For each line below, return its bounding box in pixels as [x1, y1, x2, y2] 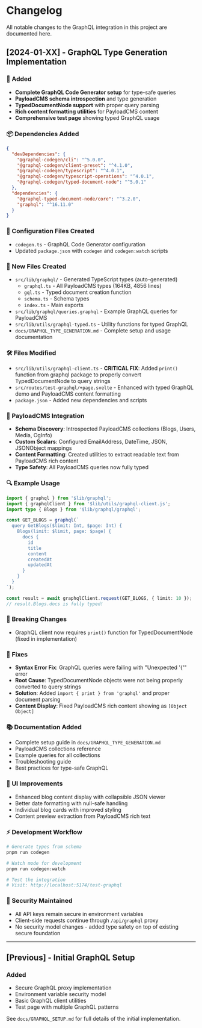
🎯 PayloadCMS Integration [6, 412, 85, 420]
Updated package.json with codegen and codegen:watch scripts [14, 247, 168, 254]
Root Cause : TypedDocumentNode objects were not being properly [14, 677, 183, 684]
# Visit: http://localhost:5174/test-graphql [6, 882, 122, 888]
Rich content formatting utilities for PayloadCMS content [14, 108, 158, 115]
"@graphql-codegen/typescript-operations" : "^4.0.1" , [17, 173, 155, 179]
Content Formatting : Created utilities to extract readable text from [14, 451, 179, 458]
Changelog [6, 4, 63, 17]
